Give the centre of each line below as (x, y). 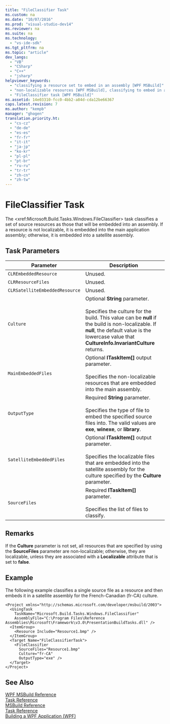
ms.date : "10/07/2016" (29, 19)
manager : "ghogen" (25, 114)
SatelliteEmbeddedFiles (36, 459)
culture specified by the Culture (123, 475)
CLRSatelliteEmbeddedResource (44, 290)
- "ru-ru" (20, 165)
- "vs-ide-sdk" (26, 43)
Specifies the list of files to (117, 509)
